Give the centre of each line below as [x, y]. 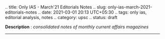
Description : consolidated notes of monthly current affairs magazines [77, 27]
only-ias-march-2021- [130, 7]
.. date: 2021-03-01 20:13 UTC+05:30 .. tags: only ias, [92, 12]
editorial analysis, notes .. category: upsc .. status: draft [61, 17]
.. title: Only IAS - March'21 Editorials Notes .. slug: [56, 7]
